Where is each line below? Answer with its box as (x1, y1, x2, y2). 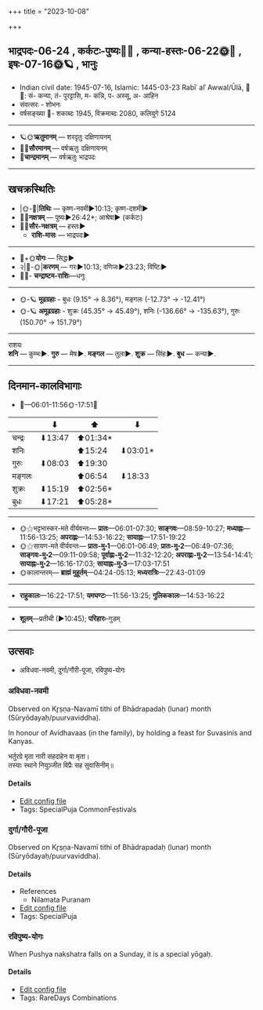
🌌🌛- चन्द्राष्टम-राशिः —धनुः (19, 271, 86, 280)
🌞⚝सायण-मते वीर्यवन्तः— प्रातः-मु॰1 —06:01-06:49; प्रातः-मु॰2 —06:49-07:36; (19, 541, 235, 551)
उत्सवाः (8, 644, 34, 658)
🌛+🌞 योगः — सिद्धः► (19, 253, 75, 262)
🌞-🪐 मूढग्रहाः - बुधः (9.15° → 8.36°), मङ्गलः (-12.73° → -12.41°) (19, 294, 206, 304)
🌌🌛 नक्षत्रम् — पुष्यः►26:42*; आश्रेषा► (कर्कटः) (19, 212, 143, 222)
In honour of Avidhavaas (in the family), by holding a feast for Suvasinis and (8, 727, 252, 737)
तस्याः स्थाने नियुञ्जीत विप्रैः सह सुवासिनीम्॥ (8, 760, 114, 770)
